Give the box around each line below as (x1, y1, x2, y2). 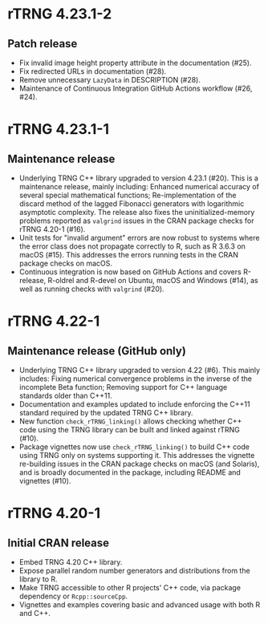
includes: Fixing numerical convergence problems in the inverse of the (18, 374, 252, 383)
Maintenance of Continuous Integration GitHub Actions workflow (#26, (18, 83, 253, 93)
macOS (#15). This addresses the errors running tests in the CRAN (18, 250, 238, 259)
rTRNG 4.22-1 (7, 312, 100, 330)
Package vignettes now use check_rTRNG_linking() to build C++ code (18, 442, 250, 452)
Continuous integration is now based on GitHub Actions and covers (18, 267, 242, 277)
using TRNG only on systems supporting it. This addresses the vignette (18, 451, 255, 460)
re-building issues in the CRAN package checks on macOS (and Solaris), (18, 459, 260, 468)
